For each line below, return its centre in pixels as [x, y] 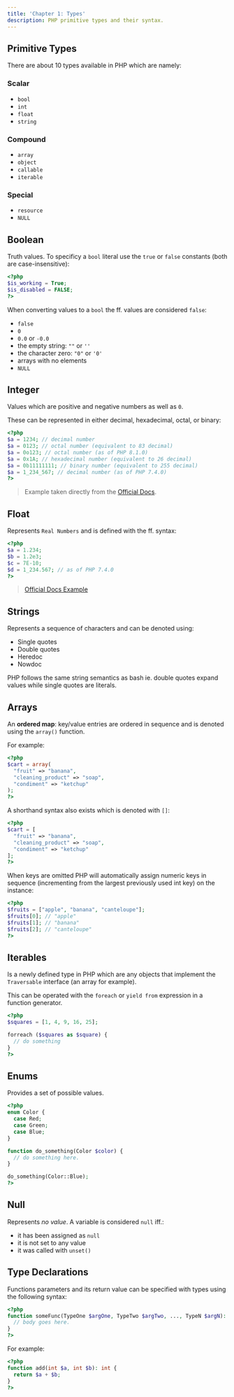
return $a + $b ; [37, 1375]
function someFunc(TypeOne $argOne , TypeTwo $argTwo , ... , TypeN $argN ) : [117, 1316]
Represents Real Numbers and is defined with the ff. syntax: [92, 531]
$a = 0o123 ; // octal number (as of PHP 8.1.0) [78, 452]
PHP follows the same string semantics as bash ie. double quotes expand [113, 678]
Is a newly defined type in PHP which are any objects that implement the [111, 974]
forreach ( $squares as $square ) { [58, 1035]
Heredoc [30, 657]
